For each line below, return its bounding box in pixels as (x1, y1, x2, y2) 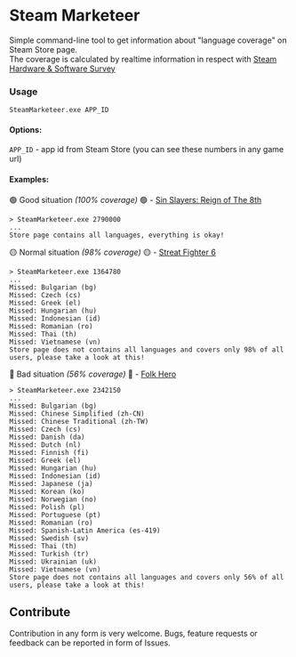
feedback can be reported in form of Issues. (9, 637, 171, 648)
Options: (9, 124, 43, 134)
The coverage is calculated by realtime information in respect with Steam (9, 53, 277, 64)
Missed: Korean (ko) (9, 487, 86, 496)
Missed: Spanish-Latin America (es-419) (9, 526, 162, 535)
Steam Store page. (9, 44, 78, 54)
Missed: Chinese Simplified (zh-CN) (9, 409, 145, 418)
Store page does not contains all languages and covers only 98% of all (9, 345, 284, 354)
